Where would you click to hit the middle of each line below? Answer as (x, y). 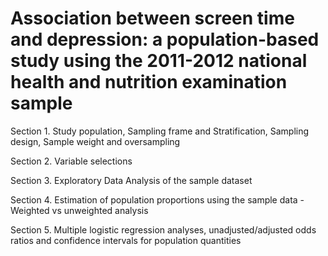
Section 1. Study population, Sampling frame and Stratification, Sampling (160, 131)
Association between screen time (152, 18)
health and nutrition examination (149, 82)
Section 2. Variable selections (71, 161)
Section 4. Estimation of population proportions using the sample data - (157, 199)
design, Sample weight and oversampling (95, 141)
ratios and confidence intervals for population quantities (126, 240)
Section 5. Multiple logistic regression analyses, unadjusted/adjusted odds (163, 229)
